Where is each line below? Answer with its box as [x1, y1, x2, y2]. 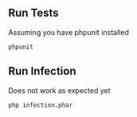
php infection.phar [8, 101, 73, 109]
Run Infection [8, 64, 76, 78]
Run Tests [8, 6, 59, 20]
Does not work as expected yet [8, 85, 111, 95]
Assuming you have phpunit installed [8, 27, 129, 37]
